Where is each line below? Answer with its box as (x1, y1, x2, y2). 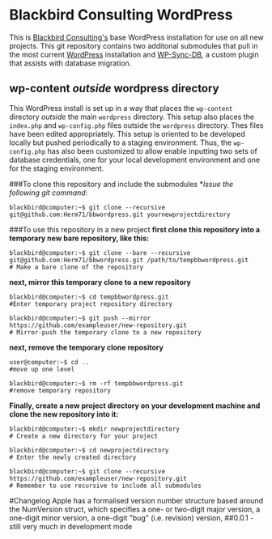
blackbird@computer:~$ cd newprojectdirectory (9, 446, 169, 454)
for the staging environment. (9, 163, 104, 173)
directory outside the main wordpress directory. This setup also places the (9, 112, 254, 121)
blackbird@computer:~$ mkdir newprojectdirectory (9, 425, 181, 433)
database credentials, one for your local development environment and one (9, 155, 261, 164)
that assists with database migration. (9, 58, 132, 68)
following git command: (9, 188, 88, 197)
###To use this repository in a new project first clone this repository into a (9, 224, 261, 234)
